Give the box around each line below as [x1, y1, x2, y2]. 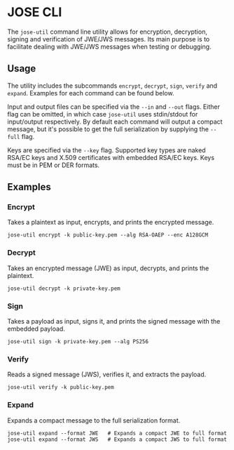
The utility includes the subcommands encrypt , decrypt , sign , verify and [7, 81, 218, 90]
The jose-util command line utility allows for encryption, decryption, [7, 27, 208, 36]
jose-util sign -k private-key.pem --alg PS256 [7, 338, 149, 345]
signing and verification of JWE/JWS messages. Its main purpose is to [7, 34, 210, 43]
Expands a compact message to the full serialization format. [7, 416, 181, 425]
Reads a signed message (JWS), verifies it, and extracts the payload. [7, 370, 207, 379]
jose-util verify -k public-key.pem [7, 384, 114, 391]
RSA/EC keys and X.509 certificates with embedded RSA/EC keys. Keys [7, 153, 215, 161]
